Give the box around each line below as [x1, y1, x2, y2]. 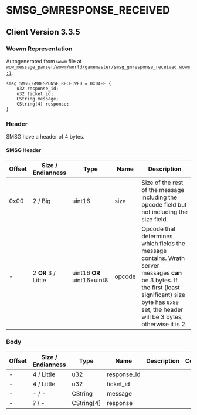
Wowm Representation [6, 45, 73, 53]
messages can [141, 269, 182, 277]
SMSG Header [6, 146, 42, 153]
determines [141, 232, 173, 241]
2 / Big [32, 197, 51, 205]
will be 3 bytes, [141, 313, 184, 321]
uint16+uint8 [72, 276, 108, 285]
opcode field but [141, 201, 187, 209]
